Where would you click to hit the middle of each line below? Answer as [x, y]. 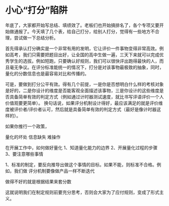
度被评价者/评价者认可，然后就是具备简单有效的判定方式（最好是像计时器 [81, 109]
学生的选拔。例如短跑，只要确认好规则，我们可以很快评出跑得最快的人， [84, 61]
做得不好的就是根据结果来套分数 [38, 181]
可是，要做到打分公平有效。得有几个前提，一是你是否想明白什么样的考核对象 [84, 84]
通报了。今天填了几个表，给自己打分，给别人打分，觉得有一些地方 [82, 31]
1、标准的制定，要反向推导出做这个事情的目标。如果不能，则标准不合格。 [81, 164]
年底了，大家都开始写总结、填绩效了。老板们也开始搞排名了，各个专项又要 [82, 25]
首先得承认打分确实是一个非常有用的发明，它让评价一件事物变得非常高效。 [82, 48]
